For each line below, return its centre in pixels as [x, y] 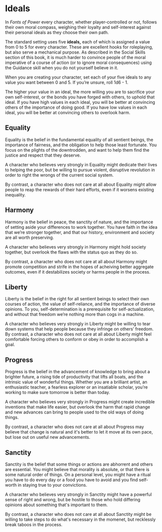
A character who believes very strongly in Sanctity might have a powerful [79, 494]
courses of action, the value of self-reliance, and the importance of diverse [80, 304]
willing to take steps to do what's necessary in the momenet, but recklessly [80, 519]
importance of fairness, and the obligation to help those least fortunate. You [81, 145]
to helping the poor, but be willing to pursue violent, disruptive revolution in [80, 170]
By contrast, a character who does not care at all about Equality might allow [81, 184]
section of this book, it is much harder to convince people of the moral [75, 57]
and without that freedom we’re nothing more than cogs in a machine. [75, 315]
